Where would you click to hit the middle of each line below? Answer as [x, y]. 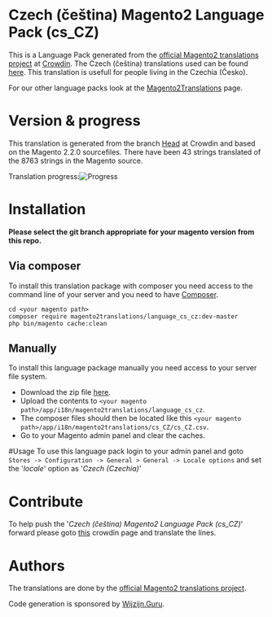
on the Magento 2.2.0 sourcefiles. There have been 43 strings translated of [135, 151]
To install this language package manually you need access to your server [133, 368]
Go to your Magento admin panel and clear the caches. [112, 435]
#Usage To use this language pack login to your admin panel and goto [126, 451]
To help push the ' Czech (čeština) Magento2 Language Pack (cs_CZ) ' [126, 524]
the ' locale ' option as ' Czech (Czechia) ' [75, 469]
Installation [47, 210]
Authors [37, 565]
